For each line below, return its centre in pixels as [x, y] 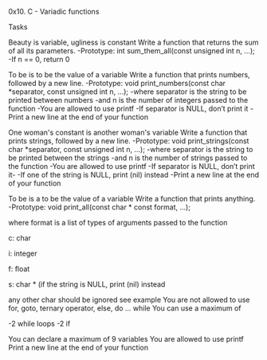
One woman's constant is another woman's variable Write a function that [128, 132]
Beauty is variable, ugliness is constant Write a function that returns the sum [133, 42]
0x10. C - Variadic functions [54, 12]
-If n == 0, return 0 [39, 59]
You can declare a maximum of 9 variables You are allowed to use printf [126, 339]
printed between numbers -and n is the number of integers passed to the [128, 100]
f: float [19, 269]
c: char [20, 238]
